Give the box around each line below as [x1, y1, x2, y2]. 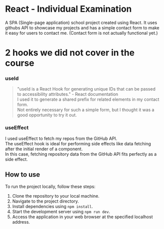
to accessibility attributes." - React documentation [17, 92, 118, 97]
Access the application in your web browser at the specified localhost [12, 214, 153, 220]
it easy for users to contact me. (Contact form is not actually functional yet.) [5, 30, 158, 36]
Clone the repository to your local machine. [12, 193, 99, 199]
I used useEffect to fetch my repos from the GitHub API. [5, 136, 117, 141]
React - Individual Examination [5, 3, 132, 15]
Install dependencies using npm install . [12, 203, 93, 209]
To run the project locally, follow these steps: [5, 183, 95, 189]
